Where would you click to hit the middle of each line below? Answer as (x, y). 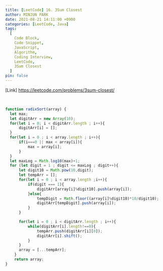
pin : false (17, 76)
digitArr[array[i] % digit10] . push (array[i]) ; (85, 189)
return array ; (29, 259)
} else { (35, 194)
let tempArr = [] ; (38, 175)
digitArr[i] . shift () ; (60, 236)
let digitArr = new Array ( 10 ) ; (43, 119)
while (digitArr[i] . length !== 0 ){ (62, 226)
